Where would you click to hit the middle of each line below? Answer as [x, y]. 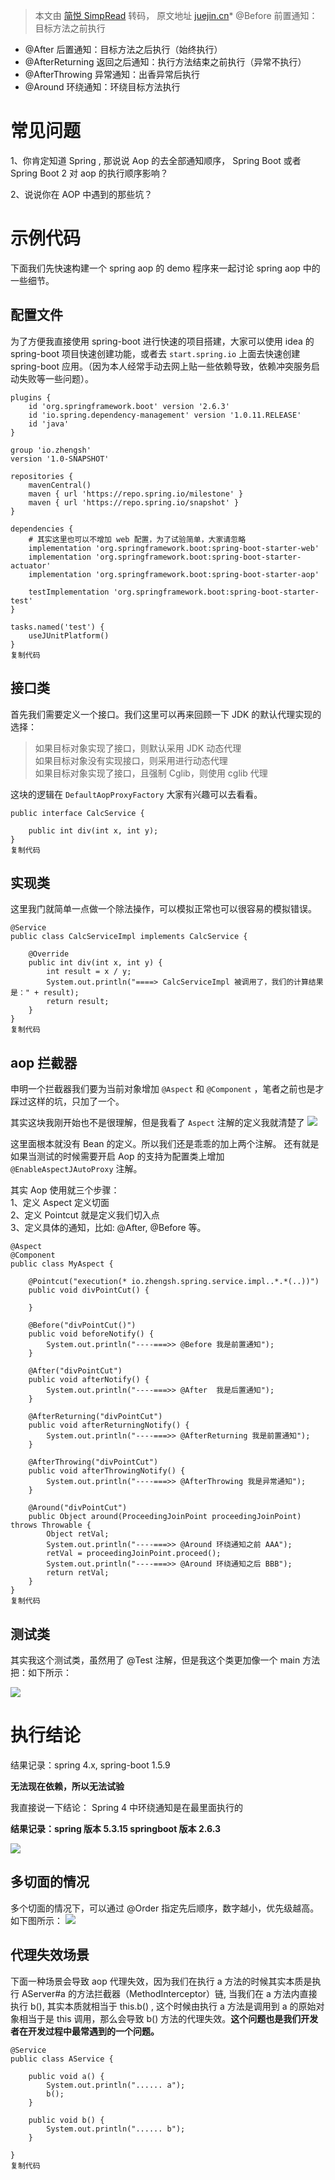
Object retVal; [78, 1534]
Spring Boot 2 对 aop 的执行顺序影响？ [89, 173]
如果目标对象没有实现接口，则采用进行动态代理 [131, 760]
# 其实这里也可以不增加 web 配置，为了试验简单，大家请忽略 [137, 539]
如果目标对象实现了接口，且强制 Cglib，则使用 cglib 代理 [151, 773]
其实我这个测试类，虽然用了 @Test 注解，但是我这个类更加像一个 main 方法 [165, 1660]
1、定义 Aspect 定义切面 [60, 1203]
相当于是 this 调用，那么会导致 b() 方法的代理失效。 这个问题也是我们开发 [168, 2018]
